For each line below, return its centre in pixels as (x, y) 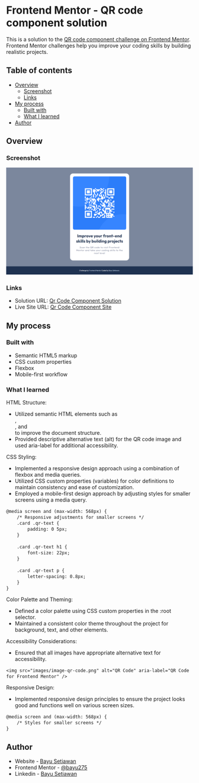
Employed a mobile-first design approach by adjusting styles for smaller (102, 494)
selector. (25, 617)
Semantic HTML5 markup (46, 355)
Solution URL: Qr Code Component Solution (68, 301)
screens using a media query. (51, 500)
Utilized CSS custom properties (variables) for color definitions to (94, 481)
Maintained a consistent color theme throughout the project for (92, 624)
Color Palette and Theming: (39, 599)
